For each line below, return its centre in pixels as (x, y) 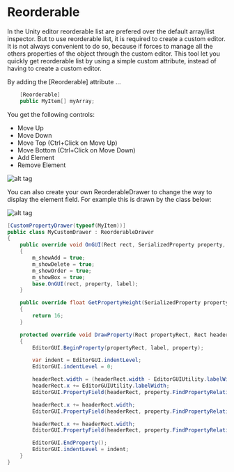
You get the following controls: (51, 114)
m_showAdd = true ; (59, 258)
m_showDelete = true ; (64, 264)
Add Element (36, 157)
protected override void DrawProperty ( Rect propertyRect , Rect (114, 335)
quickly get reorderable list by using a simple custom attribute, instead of (112, 61)
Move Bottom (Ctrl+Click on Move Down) (76, 150)
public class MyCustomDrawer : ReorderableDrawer (81, 232)
